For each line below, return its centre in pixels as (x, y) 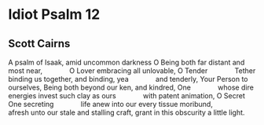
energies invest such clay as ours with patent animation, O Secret (127, 96)
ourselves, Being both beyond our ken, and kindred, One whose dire (131, 87)
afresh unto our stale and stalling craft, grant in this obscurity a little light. (126, 112)
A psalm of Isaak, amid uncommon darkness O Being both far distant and (126, 62)
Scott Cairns (39, 44)
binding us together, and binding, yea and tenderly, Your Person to (128, 79)
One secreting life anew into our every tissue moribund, (111, 104)
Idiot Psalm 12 (54, 15)
